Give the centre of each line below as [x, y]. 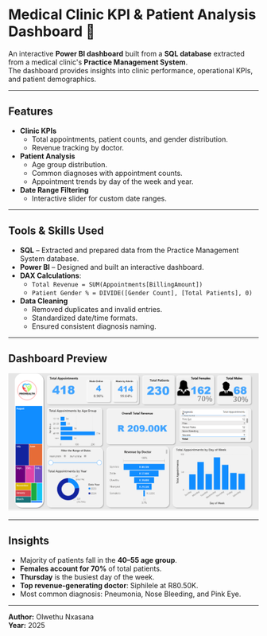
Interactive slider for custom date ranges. [99, 198]
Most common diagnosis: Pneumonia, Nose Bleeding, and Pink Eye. [130, 594]
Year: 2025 [27, 625]
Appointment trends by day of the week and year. [112, 181]
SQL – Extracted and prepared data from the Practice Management [129, 250]
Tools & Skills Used [56, 231]
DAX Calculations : [50, 275]
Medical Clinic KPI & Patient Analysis [132, 15]
